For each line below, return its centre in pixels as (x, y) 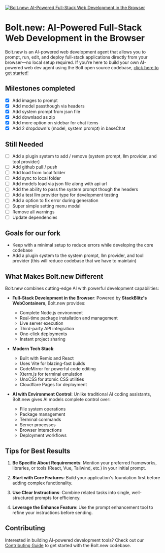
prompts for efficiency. (58, 498)
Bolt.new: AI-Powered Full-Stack (74, 28)
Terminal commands (40, 420)
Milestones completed (40, 88)
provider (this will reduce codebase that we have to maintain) (74, 261)
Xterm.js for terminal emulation (51, 374)
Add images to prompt (35, 100)
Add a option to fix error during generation (55, 201)
